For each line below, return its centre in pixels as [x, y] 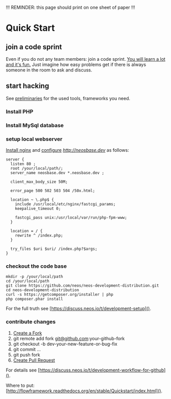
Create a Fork [28, 333]
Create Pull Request [34, 360]
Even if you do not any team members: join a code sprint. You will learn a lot [86, 59]
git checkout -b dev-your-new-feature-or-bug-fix [65, 344]
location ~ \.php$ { [32, 199]
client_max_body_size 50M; [39, 182]
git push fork [27, 355]
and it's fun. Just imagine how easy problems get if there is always [76, 64]
